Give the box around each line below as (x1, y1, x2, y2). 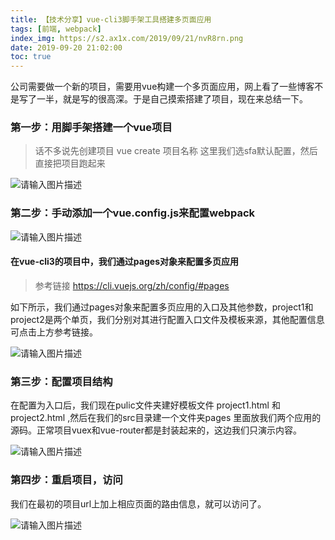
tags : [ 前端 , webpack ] (10, 24, 102, 34)
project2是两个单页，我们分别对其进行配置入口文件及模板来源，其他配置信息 (10, 313, 325, 325)
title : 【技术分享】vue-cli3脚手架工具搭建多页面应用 (10, 14, 212, 25)
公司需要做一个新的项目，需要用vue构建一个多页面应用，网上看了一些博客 (10, 81, 315, 93)
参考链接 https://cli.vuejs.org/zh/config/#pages (34, 279, 230, 291)
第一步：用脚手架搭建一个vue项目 (10, 121, 173, 135)
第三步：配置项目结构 (10, 374, 113, 388)
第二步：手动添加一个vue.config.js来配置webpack (10, 206, 256, 220)
